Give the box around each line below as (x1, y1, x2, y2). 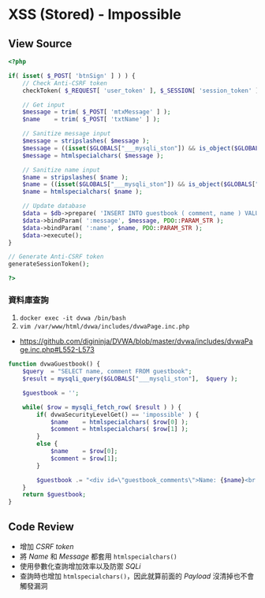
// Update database (22, 202, 87, 210)
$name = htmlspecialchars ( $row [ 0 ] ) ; (50, 418, 189, 426)
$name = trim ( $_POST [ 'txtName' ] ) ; (22, 116, 160, 124)
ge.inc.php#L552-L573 (19, 345, 95, 355)
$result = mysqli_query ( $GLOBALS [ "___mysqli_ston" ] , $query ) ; (22, 375, 238, 383)
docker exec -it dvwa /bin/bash (19, 314, 126, 322)
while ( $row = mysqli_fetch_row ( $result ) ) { (22, 403, 181, 411)
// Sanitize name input (22, 165, 101, 174)
